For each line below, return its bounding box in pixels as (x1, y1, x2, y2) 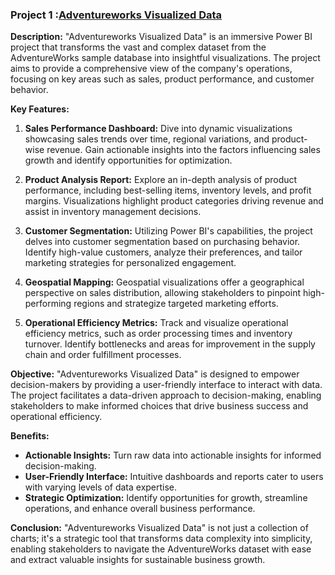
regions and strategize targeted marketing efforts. (73, 298, 279, 310)
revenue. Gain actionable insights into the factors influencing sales (46, 144, 321, 156)
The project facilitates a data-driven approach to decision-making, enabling (10, 389, 322, 402)
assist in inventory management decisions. (24, 206, 202, 218)
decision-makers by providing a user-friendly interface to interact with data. (10, 379, 323, 391)
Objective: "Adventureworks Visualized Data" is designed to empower (10, 368, 300, 380)
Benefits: (10, 430, 50, 442)
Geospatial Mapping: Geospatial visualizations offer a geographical (24, 276, 305, 288)
